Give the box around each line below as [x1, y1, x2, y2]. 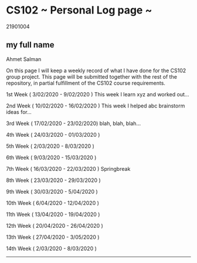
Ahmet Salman [6, 55, 42, 62]
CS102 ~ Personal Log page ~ [6, 4, 152, 17]
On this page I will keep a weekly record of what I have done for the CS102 [6, 67, 186, 74]
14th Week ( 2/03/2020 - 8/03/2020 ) [6, 245, 97, 252]
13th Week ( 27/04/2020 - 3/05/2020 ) [6, 233, 100, 241]
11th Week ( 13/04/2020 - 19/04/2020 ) [6, 211, 100, 218]
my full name [6, 40, 55, 50]
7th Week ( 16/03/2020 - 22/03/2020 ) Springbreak [6, 165, 131, 172]
